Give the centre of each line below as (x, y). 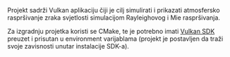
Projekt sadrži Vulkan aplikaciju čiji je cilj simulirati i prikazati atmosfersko (114, 10)
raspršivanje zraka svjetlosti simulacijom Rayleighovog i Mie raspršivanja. (114, 18)
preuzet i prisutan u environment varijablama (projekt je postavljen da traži (115, 39)
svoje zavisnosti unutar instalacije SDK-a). (68, 46)
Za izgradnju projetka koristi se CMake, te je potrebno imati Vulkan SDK (111, 31)
